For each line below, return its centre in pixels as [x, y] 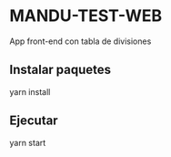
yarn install [30, 91]
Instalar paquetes [60, 70]
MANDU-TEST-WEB [86, 16]
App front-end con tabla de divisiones [80, 41]
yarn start [28, 142]
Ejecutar [34, 121]
